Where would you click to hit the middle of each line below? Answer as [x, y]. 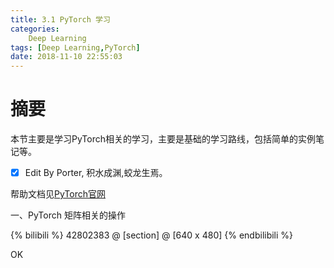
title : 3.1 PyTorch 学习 [60, 19]
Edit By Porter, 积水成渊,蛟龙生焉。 [96, 173]
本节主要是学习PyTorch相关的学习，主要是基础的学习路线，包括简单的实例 [163, 139]
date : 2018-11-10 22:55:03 [66, 57]
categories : [35, 29]
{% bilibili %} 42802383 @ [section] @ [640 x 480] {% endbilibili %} [152, 235]
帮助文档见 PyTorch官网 [58, 194]
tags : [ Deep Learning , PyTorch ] [75, 47]
